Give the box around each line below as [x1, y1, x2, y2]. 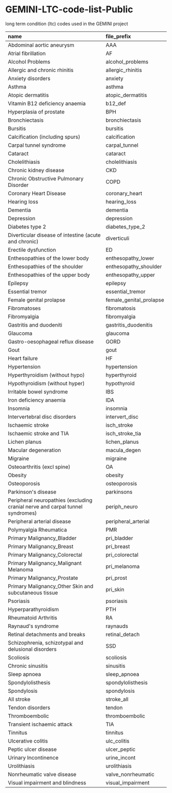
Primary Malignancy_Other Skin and [8, 582, 94, 590]
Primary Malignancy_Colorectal [8, 551, 83, 558]
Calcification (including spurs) [8, 133, 80, 140]
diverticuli [105, 235, 130, 242]
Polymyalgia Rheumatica [8, 526, 68, 533]
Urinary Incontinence [8, 754, 59, 761]
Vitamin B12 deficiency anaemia [8, 100, 86, 107]
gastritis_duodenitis [105, 321, 153, 328]
